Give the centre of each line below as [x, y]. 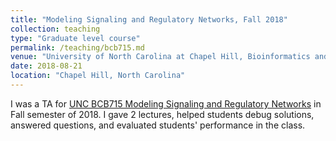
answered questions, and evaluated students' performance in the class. [158, 125]
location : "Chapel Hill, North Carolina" [98, 76]
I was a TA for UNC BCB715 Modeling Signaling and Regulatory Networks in [166, 103]
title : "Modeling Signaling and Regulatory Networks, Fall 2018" [149, 19]
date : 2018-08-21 [46, 66]
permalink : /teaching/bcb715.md [77, 47]
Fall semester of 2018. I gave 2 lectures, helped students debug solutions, [162, 114]
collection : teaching [55, 29]
